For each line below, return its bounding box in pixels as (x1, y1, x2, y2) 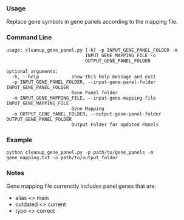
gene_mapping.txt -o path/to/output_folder (6, 154, 118, 160)
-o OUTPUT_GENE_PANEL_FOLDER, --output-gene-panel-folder (12, 111, 162, 117)
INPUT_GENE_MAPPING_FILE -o (84, 52, 156, 58)
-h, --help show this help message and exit (12, 74, 156, 80)
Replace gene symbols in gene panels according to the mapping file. (6, 18, 178, 26)
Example (6, 136, 33, 144)
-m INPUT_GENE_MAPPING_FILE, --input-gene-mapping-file (12, 95, 156, 101)
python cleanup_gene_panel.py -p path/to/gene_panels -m (6, 149, 154, 156)
